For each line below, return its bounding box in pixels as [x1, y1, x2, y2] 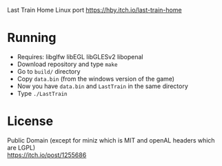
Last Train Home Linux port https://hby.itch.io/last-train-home [7, 6, 182, 14]
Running [7, 30, 57, 45]
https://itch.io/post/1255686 [7, 151, 87, 159]
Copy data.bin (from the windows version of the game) [17, 74, 174, 83]
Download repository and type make [17, 60, 118, 68]
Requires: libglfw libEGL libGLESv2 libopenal [17, 52, 143, 61]
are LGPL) [7, 143, 36, 152]
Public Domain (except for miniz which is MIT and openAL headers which [7, 136, 215, 144]
